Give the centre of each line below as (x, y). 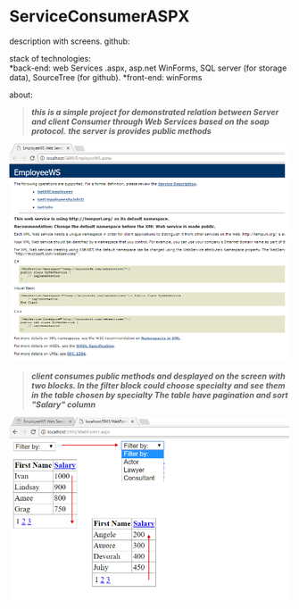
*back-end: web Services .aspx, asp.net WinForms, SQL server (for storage (148, 68)
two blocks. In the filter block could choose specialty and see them (158, 386)
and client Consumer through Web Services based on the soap (150, 121)
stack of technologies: (50, 58)
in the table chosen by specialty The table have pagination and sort (159, 396)
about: (21, 95)
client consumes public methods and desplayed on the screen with (158, 376)
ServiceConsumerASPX (100, 17)
